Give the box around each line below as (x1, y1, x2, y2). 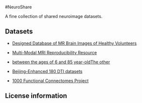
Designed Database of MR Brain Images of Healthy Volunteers (12, 40, 137, 46)
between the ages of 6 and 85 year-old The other (12, 59, 110, 65)
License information (5, 92, 67, 100)
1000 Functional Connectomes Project (12, 77, 89, 84)
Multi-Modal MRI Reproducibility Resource (12, 49, 97, 55)
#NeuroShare (5, 4, 32, 10)
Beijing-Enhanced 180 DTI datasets (12, 68, 83, 74)
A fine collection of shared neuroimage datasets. (5, 14, 103, 19)
